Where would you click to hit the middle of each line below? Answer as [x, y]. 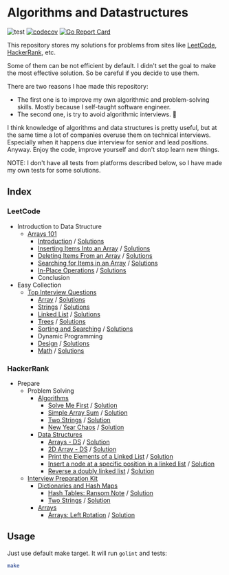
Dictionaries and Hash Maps [78, 486]
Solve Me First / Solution [83, 405]
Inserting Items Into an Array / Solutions [94, 248]
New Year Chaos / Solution [86, 427]
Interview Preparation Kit [63, 478]
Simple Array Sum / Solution [88, 412]
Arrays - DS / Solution [79, 442]
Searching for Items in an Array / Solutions [98, 263]
